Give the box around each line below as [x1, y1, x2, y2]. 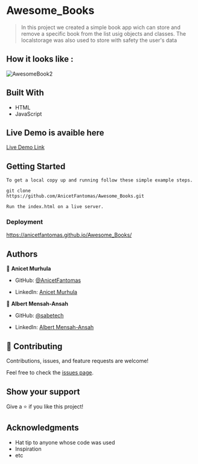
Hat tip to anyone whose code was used [14, 439, 115, 446]
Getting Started [6, 161, 66, 171]
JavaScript [14, 110, 42, 117]
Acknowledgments [6, 423, 80, 433]
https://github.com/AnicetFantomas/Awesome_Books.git [6, 193, 145, 200]
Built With [6, 88, 44, 98]
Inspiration [14, 445, 42, 453]
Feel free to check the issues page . [6, 369, 94, 376]
